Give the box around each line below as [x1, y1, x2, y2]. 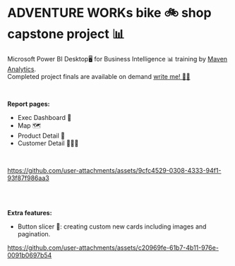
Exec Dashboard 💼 [17, 113, 72, 121]
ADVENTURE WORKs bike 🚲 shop [7, 5, 212, 21]
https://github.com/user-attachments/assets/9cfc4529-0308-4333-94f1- [7, 166, 222, 174]
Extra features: [7, 208, 52, 217]
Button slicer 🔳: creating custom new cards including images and [17, 222, 207, 231]
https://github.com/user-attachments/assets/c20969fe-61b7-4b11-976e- [7, 243, 219, 252]
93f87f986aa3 [7, 174, 49, 182]
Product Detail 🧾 [17, 131, 66, 140]
